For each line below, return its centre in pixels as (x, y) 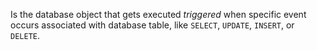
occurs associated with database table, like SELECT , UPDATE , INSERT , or (152, 25)
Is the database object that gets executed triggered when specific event (158, 14)
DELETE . (25, 35)
